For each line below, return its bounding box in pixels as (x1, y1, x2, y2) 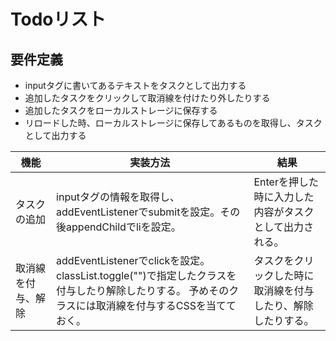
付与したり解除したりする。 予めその (56, 284, 230, 297)
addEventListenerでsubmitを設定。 (56, 205, 221, 219)
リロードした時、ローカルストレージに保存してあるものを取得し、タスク (24, 117, 323, 129)
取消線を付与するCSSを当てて (95, 299, 237, 312)
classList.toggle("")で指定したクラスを (56, 269, 237, 282)
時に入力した (253, 190, 315, 204)
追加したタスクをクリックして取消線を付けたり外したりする (24, 92, 271, 104)
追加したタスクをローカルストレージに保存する (24, 105, 218, 116)
